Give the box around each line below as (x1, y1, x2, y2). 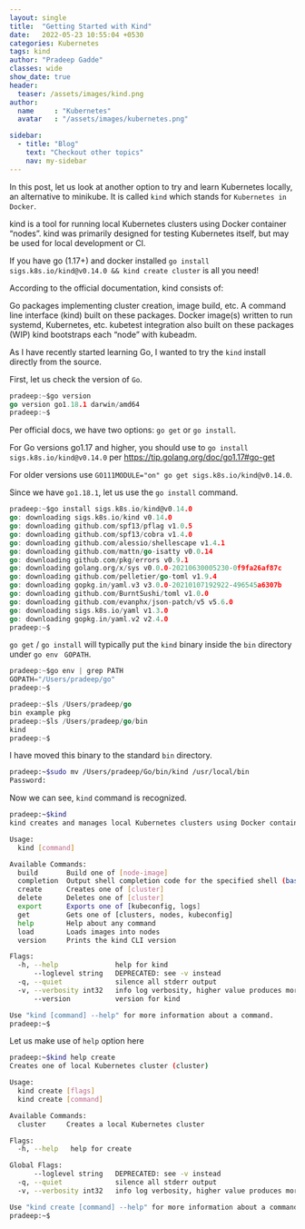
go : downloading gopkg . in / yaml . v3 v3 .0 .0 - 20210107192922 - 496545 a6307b (9, 580, 282, 590)
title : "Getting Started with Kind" (9, 22, 152, 31)
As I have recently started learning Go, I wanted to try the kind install (9, 346, 266, 357)
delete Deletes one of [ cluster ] (17, 894, 165, 903)
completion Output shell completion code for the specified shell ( (17, 877, 286, 886)
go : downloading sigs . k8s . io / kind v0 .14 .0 (9, 513, 172, 522)
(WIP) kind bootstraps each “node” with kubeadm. (9, 329, 198, 340)
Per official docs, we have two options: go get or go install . (9, 424, 237, 436)
